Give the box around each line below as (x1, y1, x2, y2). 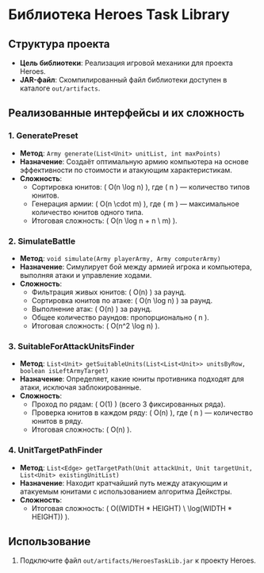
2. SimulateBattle (8, 236, 76, 247)
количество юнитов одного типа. (31, 207, 144, 217)
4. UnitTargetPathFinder (8, 444, 103, 456)
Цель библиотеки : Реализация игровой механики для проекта (19, 58, 234, 67)
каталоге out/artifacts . (19, 83, 101, 93)
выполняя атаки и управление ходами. (19, 270, 152, 279)
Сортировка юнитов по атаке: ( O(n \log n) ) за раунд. (31, 295, 212, 305)
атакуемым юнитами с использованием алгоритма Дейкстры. (19, 486, 232, 496)
